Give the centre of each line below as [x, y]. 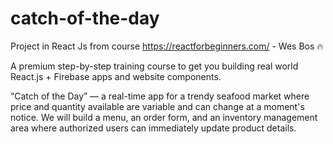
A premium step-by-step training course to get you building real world [154, 66]
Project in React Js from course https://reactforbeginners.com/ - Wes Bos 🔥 [167, 46]
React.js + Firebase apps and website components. [116, 76]
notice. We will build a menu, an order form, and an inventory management [164, 117]
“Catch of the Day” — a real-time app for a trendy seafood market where [160, 96]
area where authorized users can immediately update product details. [153, 128]
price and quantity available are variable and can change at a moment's [157, 106]
